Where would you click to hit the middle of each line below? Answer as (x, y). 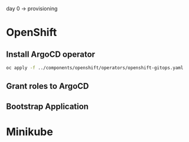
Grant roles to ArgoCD (48, 86)
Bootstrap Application (47, 106)
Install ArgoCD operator (51, 54)
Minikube (30, 132)
